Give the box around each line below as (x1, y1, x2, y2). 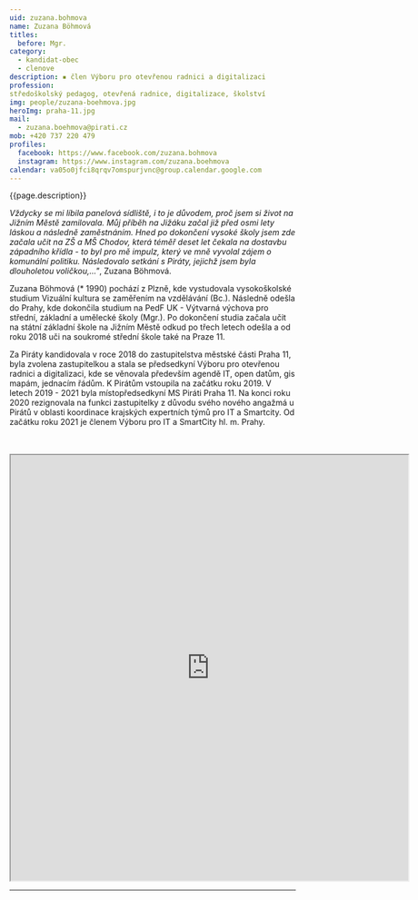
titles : (9, 30, 39, 39)
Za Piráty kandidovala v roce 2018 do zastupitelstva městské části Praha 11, (9, 349, 292, 360)
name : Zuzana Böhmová (9, 22, 92, 31)
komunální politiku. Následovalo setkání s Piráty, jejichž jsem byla (9, 256, 256, 267)
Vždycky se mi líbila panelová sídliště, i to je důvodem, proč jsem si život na (9, 208, 294, 219)
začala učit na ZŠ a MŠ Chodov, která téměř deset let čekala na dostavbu (9, 237, 287, 248)
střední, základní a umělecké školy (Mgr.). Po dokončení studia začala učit (9, 312, 286, 323)
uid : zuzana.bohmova (9, 13, 88, 23)
